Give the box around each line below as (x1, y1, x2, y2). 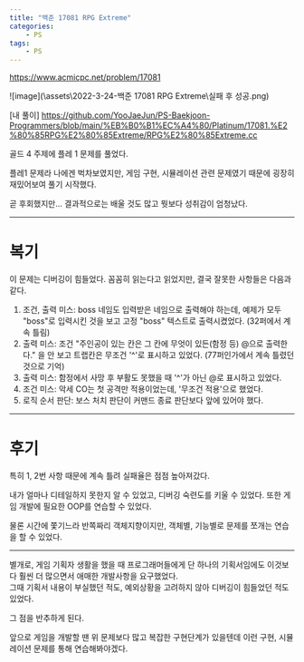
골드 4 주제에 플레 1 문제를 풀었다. (9, 149, 128, 160)
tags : (9, 38, 30, 48)
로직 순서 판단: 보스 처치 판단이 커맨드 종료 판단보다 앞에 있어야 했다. (22, 395, 264, 406)
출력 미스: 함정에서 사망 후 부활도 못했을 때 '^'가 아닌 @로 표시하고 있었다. (22, 373, 282, 384)
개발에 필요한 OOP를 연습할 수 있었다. (18, 501, 152, 511)
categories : (9, 22, 54, 31)
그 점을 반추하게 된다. (9, 613, 84, 623)
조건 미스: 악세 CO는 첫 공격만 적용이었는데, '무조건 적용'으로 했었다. (22, 384, 264, 394)
